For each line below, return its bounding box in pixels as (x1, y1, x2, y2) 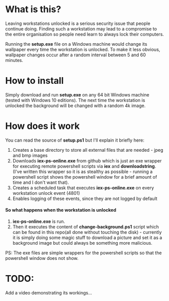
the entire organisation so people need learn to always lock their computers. (5, 31, 164, 37)
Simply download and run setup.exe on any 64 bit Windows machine (5, 91, 149, 97)
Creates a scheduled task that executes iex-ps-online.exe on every (12, 184, 154, 191)
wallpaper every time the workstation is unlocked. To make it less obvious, (5, 46, 160, 52)
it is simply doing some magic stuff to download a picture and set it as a (12, 235, 162, 241)
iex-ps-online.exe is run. (12, 218, 65, 224)
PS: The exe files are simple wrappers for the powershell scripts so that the (5, 250, 162, 256)
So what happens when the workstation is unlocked (5, 207, 116, 213)
